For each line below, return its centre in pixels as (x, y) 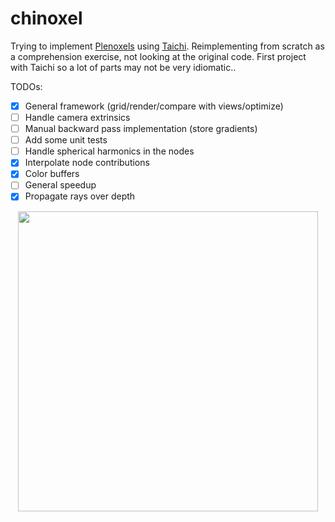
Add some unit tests (66, 140)
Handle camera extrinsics (77, 117)
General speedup (60, 185)
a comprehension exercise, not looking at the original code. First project (158, 56)
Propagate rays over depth (80, 196)
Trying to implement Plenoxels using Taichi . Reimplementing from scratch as (167, 46)
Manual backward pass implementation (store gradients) (141, 129)
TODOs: (26, 86)
